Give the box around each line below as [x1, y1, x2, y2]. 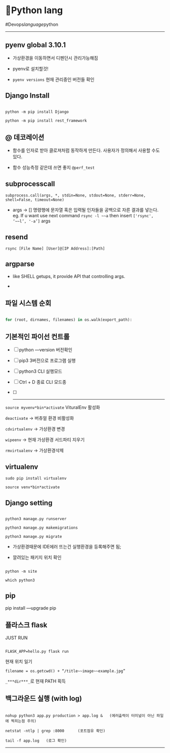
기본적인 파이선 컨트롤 [5, 332, 70, 341]
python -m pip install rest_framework [5, 118, 87, 123]
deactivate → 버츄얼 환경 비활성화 [5, 415, 74, 421]
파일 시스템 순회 [5, 299, 52, 308]
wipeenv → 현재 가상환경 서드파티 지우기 [5, 437, 85, 443]
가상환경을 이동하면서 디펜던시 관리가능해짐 [12, 55, 99, 61]
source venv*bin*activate [5, 485, 60, 490]
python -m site [5, 569, 37, 574]
